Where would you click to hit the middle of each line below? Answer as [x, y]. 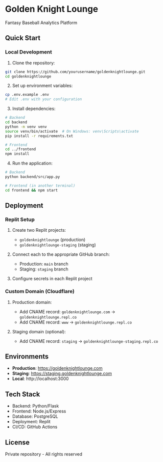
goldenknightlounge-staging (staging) [58, 245]
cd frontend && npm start [31, 190]
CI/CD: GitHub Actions [35, 427]
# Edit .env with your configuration [44, 99]
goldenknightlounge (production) [52, 240]
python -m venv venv [26, 127]
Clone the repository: [34, 63]
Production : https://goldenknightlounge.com [57, 368]
